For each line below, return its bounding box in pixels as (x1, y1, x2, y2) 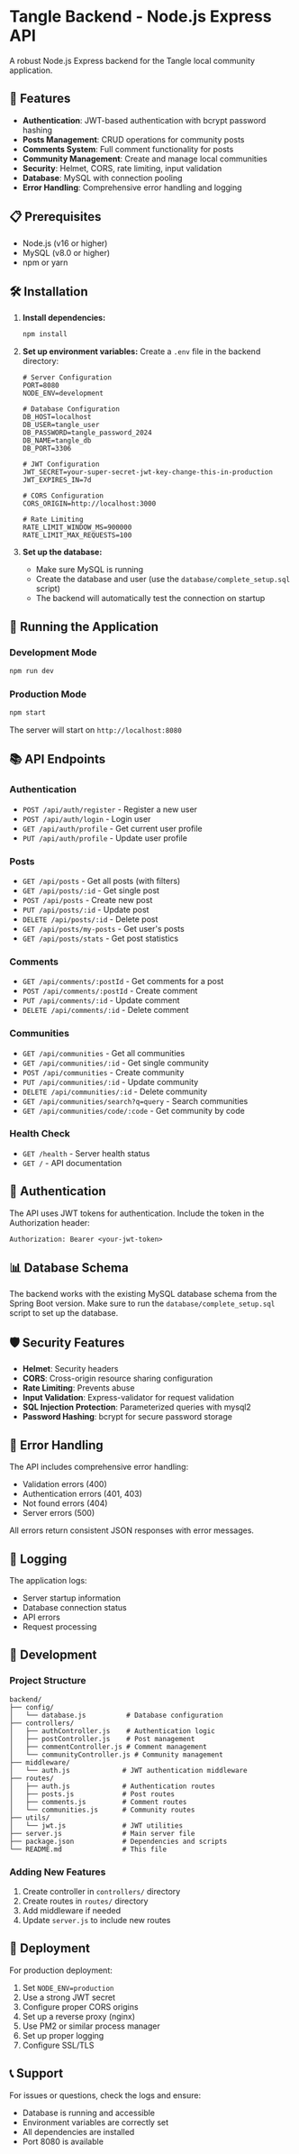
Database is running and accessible (22, 2107, 156, 2118)
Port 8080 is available (22, 2136, 104, 2147)
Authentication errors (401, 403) (22, 1489, 142, 1500)
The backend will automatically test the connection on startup (35, 593, 266, 604)
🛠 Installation (9, 284, 88, 299)
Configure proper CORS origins (22, 2001, 139, 2012)
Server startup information (22, 1593, 122, 1603)
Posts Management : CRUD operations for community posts (22, 133, 245, 145)
